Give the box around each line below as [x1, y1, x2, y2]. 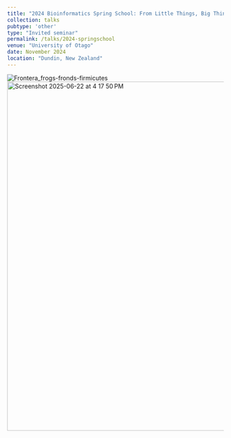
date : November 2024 [7, 49, 67, 56]
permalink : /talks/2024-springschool [7, 36, 115, 43]
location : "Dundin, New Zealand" [7, 55, 103, 62]
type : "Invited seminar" [7, 29, 78, 36]
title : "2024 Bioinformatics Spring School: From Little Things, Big [7, 10, 211, 17]
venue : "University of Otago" [7, 42, 94, 49]
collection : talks [7, 17, 60, 23]
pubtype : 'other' [7, 23, 57, 30]
